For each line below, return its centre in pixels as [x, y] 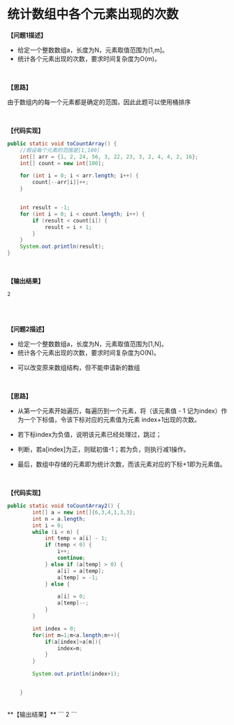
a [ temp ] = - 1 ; [78, 577]
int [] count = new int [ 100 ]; [62, 163]
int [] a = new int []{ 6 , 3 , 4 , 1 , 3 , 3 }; [84, 512]
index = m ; [70, 648]
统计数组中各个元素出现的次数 [93, 14]
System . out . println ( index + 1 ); [76, 674]
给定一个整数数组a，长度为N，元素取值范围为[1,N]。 [92, 344]
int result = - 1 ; [45, 208]
